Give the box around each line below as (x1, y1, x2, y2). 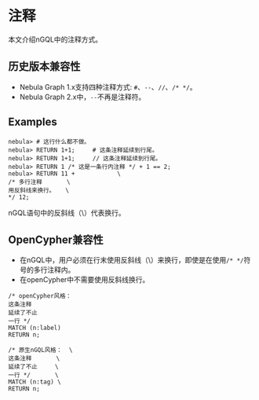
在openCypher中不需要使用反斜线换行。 (19, 275, 150, 284)
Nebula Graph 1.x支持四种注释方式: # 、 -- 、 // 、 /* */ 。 (19, 82, 197, 91)
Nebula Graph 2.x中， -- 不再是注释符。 (19, 92, 146, 101)
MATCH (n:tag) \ (8, 378, 61, 386)
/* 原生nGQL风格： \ (8, 347, 73, 354)
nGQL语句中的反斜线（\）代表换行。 (8, 207, 126, 217)
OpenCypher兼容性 (8, 233, 104, 246)
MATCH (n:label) (8, 324, 61, 332)
